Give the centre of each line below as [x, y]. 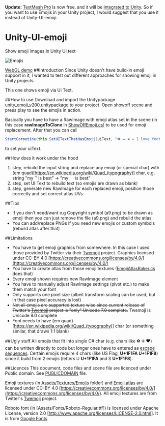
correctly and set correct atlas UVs [47, 193]
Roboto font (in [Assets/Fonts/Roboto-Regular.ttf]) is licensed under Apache [82, 408]
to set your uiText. [23, 148]
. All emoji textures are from [129, 393]
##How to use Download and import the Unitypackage [60, 99]
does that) [23, 274]
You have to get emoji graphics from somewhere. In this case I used [81, 247]
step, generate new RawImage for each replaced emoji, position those [83, 188]
